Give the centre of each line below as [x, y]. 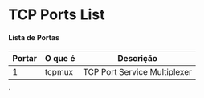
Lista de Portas [34, 37]
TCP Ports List [57, 15]
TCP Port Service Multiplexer [138, 72]
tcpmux [59, 72]
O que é [60, 59]
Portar [25, 59]
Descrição [138, 59]
